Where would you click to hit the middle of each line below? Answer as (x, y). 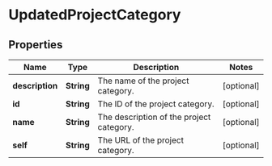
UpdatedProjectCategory (95, 15)
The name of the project (143, 81)
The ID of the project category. (156, 104)
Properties (36, 45)
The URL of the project (141, 140)
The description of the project (154, 117)
